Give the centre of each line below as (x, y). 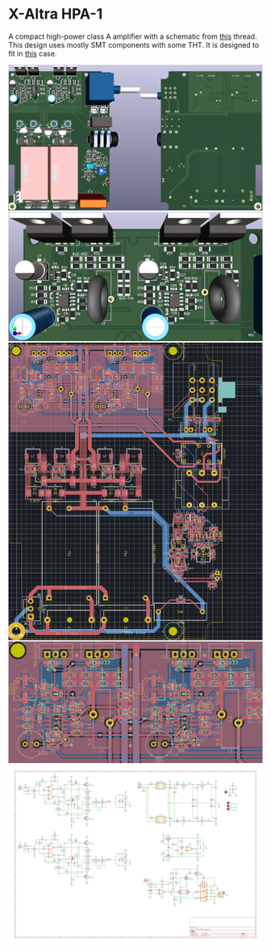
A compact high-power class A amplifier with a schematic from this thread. (133, 36)
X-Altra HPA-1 (56, 14)
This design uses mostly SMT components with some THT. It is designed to (134, 44)
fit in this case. (33, 53)
